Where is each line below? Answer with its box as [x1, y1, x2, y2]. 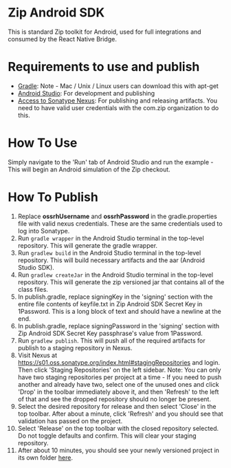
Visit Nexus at [17, 351, 58, 359]
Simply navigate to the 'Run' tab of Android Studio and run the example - [8, 158, 214, 166]
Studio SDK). [17, 263, 54, 271]
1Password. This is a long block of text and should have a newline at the [17, 307, 222, 315]
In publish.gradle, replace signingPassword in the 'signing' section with [17, 321, 219, 330]
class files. [17, 285, 49, 293]
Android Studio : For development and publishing [17, 89, 155, 97]
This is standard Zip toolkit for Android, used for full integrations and [8, 28, 201, 36]
